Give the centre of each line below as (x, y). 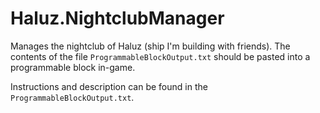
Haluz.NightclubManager (117, 18)
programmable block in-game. (73, 67)
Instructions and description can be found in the (109, 86)
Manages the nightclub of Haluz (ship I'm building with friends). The (150, 46)
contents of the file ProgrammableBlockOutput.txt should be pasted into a (160, 56)
